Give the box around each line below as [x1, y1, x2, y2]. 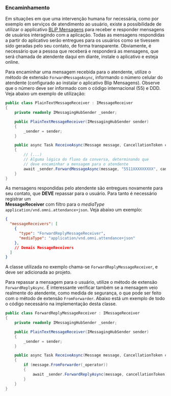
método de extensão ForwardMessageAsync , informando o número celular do [5, 75, 163, 81]
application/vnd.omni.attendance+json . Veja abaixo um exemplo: [5, 207, 142, 213]
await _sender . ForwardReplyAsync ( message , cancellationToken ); [32, 372, 169, 377]
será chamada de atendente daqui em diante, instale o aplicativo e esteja [5, 54, 158, 60]
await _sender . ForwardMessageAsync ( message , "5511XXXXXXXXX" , [23, 166, 158, 171]
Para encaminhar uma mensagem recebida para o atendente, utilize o [5, 69, 151, 75]
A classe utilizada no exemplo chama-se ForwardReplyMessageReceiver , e [5, 264, 158, 270]
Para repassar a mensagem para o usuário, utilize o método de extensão [5, 279, 158, 285]
